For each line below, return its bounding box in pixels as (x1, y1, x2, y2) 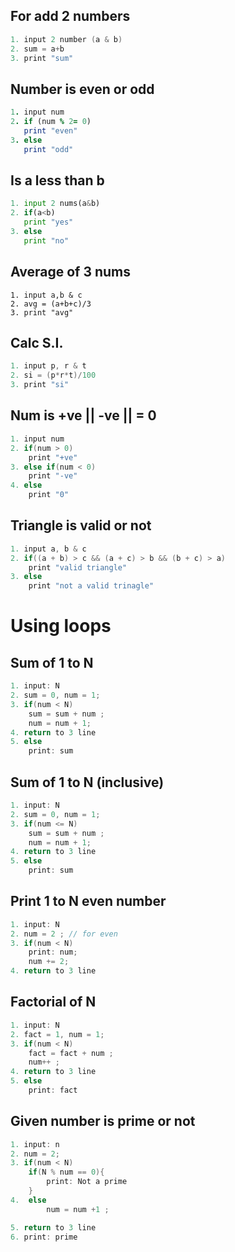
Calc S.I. (10, 335, 64, 352)
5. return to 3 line (10, 1222, 97, 1233)
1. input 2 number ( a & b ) (10, 34, 123, 44)
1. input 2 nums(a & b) (10, 199, 101, 209)
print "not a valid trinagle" (28, 581, 155, 591)
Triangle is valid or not (10, 517, 152, 534)
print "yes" (23, 217, 74, 228)
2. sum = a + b (10, 44, 65, 54)
